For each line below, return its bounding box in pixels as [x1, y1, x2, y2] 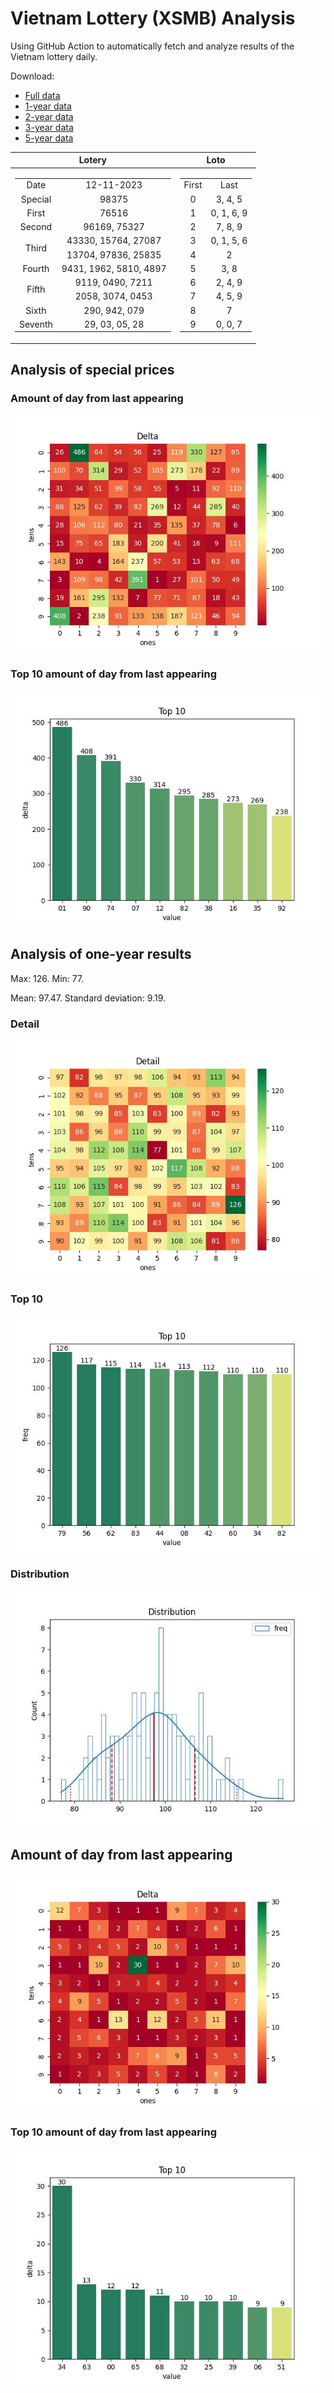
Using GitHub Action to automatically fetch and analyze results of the [10, 40, 295, 52]
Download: [10, 70, 55, 82]
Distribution [10, 1567, 70, 1581]
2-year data [24, 110, 74, 122]
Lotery [78, 154, 107, 166]
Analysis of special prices [10, 362, 175, 379]
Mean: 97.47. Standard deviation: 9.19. [10, 992, 166, 1004]
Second [19, 221, 53, 233]
